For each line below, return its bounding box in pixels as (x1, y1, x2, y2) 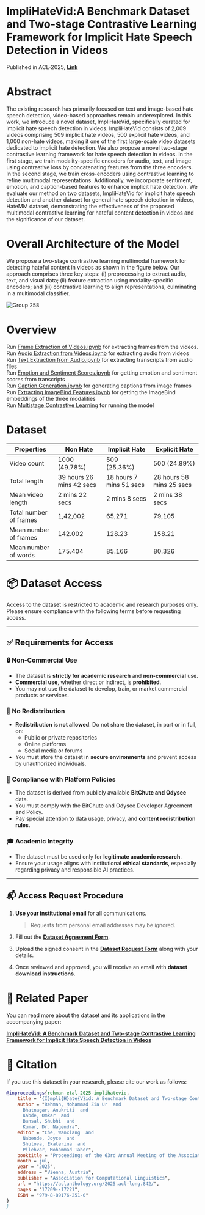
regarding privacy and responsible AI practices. (15, 866, 135, 873)
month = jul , (17, 1158, 51, 1164)
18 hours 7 (106, 472, 138, 481)
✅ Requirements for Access (6, 637, 114, 648)
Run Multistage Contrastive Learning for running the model (6, 402, 154, 409)
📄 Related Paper (6, 991, 88, 1005)
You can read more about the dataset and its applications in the (6, 1011, 166, 1019)
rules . (15, 821, 31, 829)
